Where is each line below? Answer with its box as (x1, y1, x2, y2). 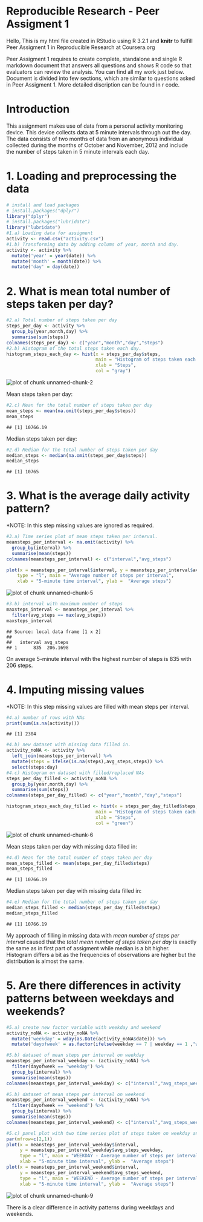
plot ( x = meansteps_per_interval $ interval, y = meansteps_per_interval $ (6, 567, 193, 573)
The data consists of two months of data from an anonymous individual (6, 135, 184, 142)
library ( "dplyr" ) (6, 213, 50, 219)
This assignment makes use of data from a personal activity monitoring (6, 122, 183, 130)
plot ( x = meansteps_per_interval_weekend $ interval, (6, 1164, 139, 1171)
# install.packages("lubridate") (6, 219, 91, 225)
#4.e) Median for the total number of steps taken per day (6, 899, 158, 905)
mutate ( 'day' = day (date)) (11, 264, 80, 270)
